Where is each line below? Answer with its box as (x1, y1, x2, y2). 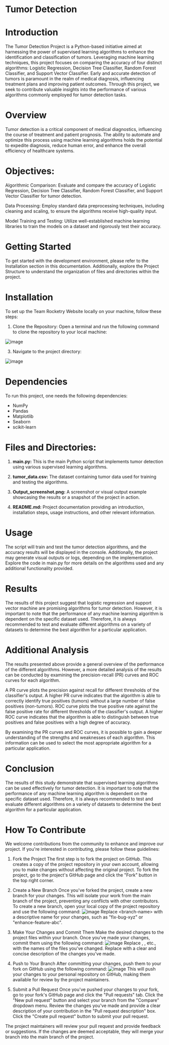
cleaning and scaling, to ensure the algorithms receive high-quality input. (5, 208, 157, 214)
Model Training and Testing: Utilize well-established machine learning (5, 218, 150, 224)
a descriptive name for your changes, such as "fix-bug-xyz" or (12, 914, 143, 920)
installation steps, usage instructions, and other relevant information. (12, 509, 155, 515)
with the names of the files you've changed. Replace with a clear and (12, 945, 156, 951)
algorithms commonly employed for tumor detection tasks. (5, 92, 127, 98)
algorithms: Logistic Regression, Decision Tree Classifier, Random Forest (5, 65, 156, 71)
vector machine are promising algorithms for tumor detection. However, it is (5, 605, 162, 611)
